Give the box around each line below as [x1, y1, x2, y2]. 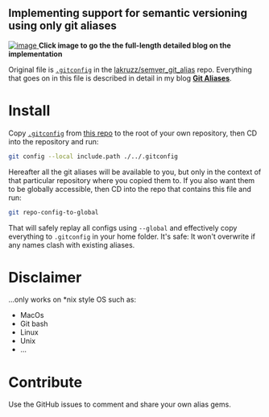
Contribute [8, 373, 83, 391]
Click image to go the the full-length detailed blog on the [39, 40, 231, 50]
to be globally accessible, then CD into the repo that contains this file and [8, 184, 252, 194]
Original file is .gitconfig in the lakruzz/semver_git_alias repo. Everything [8, 65, 252, 74]
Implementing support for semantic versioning [8, 6, 248, 20]
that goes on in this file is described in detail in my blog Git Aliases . [8, 73, 232, 83]
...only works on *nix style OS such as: [8, 294, 137, 305]
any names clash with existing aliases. [8, 240, 135, 249]
